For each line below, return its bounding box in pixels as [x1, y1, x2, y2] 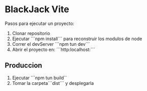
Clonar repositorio [12, 30, 50, 36]
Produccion [5, 61, 43, 70]
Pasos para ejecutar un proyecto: [5, 20, 75, 26]
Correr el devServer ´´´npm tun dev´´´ [12, 41, 90, 47]
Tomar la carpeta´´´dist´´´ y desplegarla [12, 80, 94, 86]
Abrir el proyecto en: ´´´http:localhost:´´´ [12, 46, 95, 52]
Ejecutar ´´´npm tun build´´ [12, 75, 67, 81]
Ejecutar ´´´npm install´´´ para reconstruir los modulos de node [12, 36, 142, 42]
